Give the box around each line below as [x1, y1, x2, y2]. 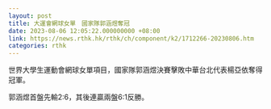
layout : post [8, 11, 52, 20]
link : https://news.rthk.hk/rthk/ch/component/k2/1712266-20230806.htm [8, 34, 254, 43]
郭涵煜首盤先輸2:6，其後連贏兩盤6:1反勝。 [8, 92, 149, 102]
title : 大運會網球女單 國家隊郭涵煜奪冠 [8, 19, 131, 27]
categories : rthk [8, 42, 67, 50]
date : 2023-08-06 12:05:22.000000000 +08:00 [8, 27, 161, 35]
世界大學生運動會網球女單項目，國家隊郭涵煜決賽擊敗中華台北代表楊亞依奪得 [8, 65, 263, 75]
